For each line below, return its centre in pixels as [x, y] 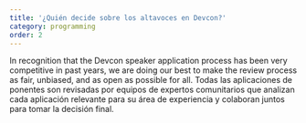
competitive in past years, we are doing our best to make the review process [153, 70]
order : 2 [26, 35]
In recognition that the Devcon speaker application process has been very [148, 61]
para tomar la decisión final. [62, 109]
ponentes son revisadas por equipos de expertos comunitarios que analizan [152, 90]
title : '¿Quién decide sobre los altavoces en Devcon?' [118, 18]
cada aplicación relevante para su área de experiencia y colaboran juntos [148, 99]
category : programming [53, 26]
